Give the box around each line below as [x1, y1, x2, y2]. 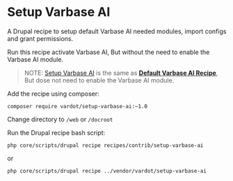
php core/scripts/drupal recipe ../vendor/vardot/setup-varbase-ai [7, 167, 207, 174]
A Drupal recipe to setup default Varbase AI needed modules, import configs [7, 27, 227, 35]
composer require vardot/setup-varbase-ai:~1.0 [7, 103, 148, 110]
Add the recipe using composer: [7, 89, 99, 98]
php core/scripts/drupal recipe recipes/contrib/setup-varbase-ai [7, 141, 204, 149]
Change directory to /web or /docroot [7, 115, 113, 123]
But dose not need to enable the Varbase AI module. [24, 76, 175, 84]
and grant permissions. [7, 34, 74, 42]
